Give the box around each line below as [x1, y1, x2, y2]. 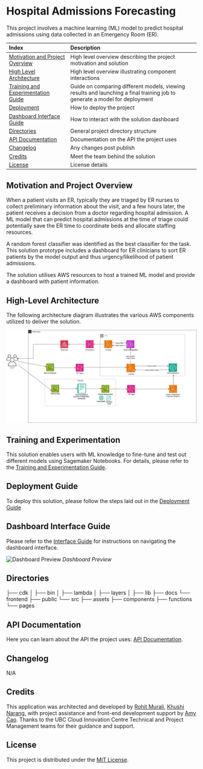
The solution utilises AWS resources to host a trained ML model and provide [6, 271, 195, 279]
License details [70, 161, 108, 168]
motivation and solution [70, 59, 129, 67]
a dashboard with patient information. [6, 278, 100, 285]
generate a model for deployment [70, 96, 153, 103]
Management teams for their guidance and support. [6, 722, 135, 730]
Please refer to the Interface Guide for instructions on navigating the [6, 538, 176, 545]
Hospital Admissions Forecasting [6, 4, 176, 18]
